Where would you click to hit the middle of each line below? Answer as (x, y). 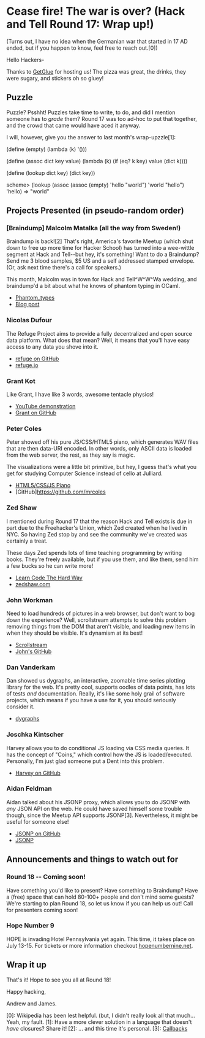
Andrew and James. (32, 1003)
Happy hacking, (26, 991)
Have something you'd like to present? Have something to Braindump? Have (102, 890)
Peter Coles (24, 428)
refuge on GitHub (37, 358)
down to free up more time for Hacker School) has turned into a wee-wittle (100, 248)
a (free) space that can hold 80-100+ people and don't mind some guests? (100, 897)
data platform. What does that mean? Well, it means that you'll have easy (98, 340)
